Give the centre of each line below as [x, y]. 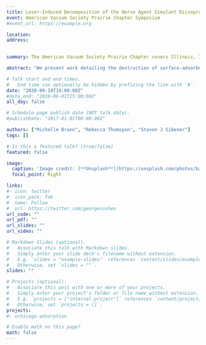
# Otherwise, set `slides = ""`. [52, 265]
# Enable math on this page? [44, 327]
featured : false [27, 152]
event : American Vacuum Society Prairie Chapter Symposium [83, 18]
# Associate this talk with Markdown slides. [68, 248]
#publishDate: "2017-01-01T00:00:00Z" [56, 119]
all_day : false [26, 102]
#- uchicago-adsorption [37, 316]
